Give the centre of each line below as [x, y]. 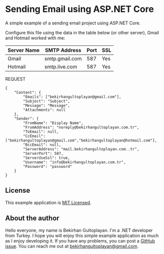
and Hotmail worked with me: [35, 38]
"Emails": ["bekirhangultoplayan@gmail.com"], [72, 97]
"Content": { [28, 92]
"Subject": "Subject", [47, 101]
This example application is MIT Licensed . [48, 202]
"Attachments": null [44, 110]
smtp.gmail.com [63, 58]
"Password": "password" [48, 166]
